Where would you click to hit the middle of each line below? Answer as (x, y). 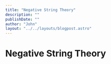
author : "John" (21, 24)
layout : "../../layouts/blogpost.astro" (49, 29)
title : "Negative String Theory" (41, 10)
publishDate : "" (22, 19)
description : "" (22, 15)
